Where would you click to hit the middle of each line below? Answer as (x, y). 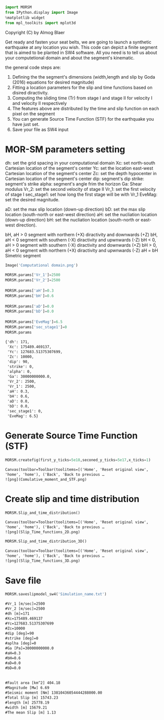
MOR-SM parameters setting (65, 149)
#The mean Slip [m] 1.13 (31, 713)
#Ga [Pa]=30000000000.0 (30, 648)
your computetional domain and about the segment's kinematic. (70, 58)
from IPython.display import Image (42, 12)
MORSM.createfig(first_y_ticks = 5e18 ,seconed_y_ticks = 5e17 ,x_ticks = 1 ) (78, 460)
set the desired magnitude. (33, 200)
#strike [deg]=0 (22, 638)
